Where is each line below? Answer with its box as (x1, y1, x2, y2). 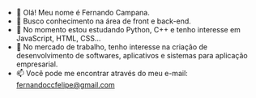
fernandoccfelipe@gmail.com (15, 80, 115, 89)
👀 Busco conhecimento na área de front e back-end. (15, 16, 192, 26)
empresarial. (15, 59, 58, 69)
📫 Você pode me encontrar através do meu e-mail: (15, 69, 188, 78)
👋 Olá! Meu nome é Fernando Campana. (15, 8, 150, 17)
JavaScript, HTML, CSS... (15, 33, 101, 43)
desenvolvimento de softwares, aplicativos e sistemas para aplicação (15, 51, 249, 60)
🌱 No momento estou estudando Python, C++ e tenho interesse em (15, 25, 241, 34)
